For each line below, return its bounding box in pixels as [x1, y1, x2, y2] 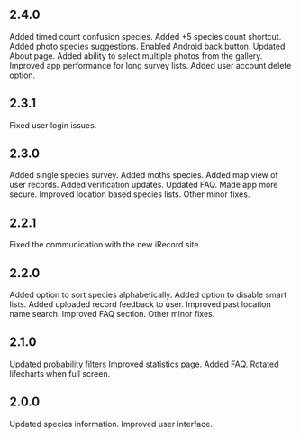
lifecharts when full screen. [9, 368, 111, 378]
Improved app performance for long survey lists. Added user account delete [9, 60, 292, 70]
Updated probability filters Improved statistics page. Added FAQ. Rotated [9, 359, 279, 369]
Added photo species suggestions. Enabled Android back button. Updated [9, 41, 286, 51]
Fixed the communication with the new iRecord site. [9, 239, 201, 250]
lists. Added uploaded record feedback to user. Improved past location [9, 299, 272, 310]
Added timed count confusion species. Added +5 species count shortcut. [9, 31, 282, 42]
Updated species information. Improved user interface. [9, 418, 214, 429]
